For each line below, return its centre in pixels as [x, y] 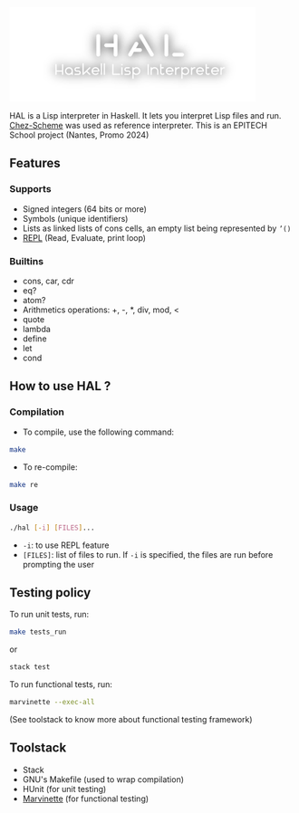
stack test [30, 667]
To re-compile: [50, 467]
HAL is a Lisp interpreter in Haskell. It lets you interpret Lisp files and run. [145, 115]
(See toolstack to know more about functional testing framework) [131, 720]
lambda [37, 329]
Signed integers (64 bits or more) [85, 209]
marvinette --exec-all [52, 703]
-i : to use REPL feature [66, 545]
